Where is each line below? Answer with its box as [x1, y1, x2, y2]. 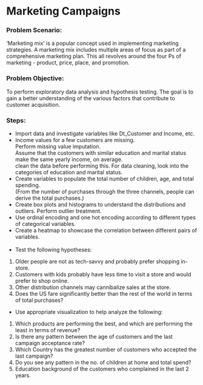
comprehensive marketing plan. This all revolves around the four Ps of [6, 53, 182, 60]
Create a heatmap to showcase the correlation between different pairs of [15, 227, 198, 234]
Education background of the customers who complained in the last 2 [15, 366, 189, 373]
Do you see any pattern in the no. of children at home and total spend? [15, 359, 191, 366]
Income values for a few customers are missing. [15, 137, 135, 144]
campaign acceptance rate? [15, 339, 85, 347]
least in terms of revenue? [15, 327, 81, 334]
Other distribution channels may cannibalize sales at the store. [15, 284, 171, 291]
